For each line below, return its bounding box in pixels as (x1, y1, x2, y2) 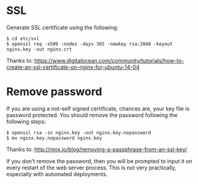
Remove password (6, 85, 102, 99)
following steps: (6, 118, 46, 125)
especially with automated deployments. (6, 170, 108, 177)
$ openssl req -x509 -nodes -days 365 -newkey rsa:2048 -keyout (6, 41, 173, 47)
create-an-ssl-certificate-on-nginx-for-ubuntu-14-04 (6, 63, 140, 71)
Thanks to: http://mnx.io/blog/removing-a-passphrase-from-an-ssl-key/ (6, 146, 188, 153)
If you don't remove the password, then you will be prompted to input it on (6, 157, 193, 165)
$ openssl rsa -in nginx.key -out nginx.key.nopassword (6, 129, 151, 136)
